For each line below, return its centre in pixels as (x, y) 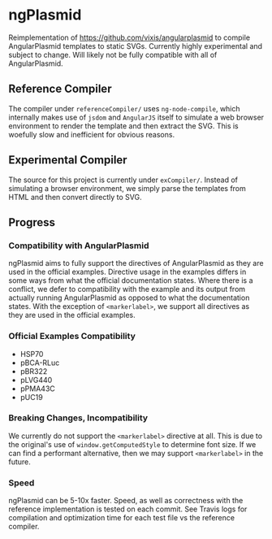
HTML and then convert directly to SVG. (75, 197)
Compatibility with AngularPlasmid (79, 246)
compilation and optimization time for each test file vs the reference (122, 518)
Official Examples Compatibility (72, 337)
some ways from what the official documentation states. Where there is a (131, 280)
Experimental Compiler (68, 160)
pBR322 (34, 371)
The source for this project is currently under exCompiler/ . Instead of (123, 180)
